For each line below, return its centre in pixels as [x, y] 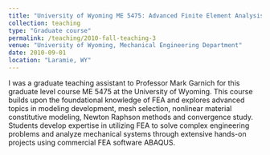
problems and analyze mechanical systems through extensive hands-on [127, 133]
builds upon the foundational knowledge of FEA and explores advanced [127, 100]
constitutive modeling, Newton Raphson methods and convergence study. [131, 117]
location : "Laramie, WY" [50, 61]
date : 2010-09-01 [37, 53]
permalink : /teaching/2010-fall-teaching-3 [82, 38]
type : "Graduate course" [50, 30]
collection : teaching [45, 23]
